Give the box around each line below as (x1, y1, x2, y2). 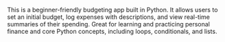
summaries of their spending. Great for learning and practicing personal (7, 20, 211, 28)
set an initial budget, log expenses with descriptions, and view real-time (7, 13, 211, 21)
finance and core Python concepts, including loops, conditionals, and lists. (7, 27, 217, 35)
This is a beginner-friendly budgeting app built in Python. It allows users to (7, 6, 218, 14)
